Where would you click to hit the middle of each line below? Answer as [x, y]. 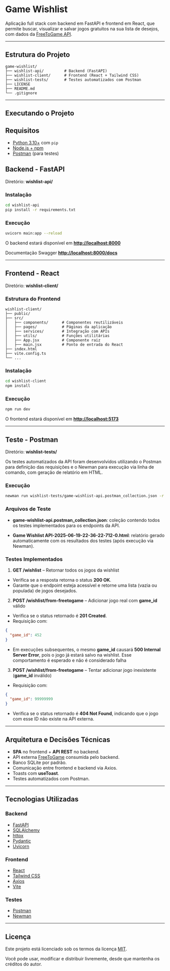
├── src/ [14, 318]
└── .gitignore [21, 93]
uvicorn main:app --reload [34, 233]
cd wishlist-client [26, 381]
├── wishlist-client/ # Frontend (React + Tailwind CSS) [72, 75]
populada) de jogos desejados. [45, 590]
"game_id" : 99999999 [31, 699]
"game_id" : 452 [26, 635]
